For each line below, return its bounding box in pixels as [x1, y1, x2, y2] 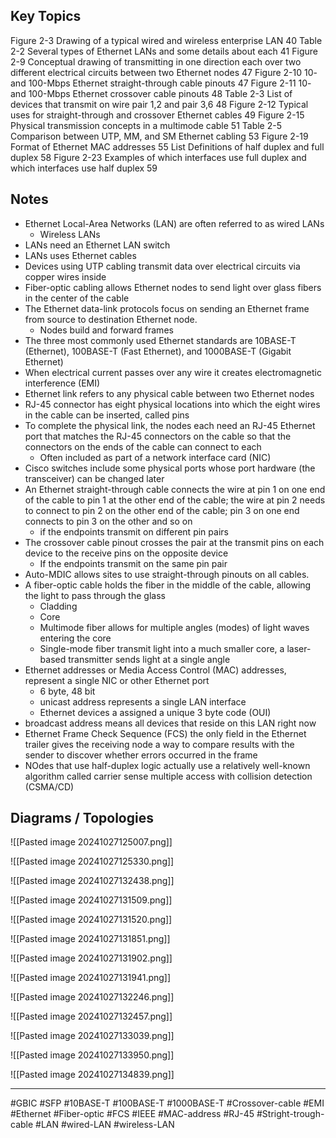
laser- [286, 642, 312, 654]
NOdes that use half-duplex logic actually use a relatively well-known [24, 759, 311, 771]
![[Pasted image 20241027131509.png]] [10, 894, 173, 906]
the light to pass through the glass [24, 589, 166, 601]
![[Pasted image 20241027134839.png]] [10, 1069, 175, 1081]
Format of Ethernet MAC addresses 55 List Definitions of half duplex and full [10, 140, 325, 153]
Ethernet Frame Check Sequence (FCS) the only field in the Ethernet [24, 727, 307, 739]
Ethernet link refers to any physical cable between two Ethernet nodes [24, 387, 315, 399]
